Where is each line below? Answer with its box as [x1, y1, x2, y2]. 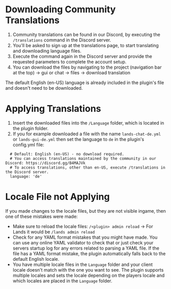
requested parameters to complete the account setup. [12, 58, 127, 65]
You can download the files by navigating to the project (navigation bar [12, 64, 162, 70]
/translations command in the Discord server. [12, 37, 111, 43]
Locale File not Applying [5, 191, 110, 203]
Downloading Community [5, 4, 116, 15]
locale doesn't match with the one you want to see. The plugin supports [12, 266, 164, 273]
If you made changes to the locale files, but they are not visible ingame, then [5, 208, 166, 214]
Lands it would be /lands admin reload [12, 229, 95, 235]
